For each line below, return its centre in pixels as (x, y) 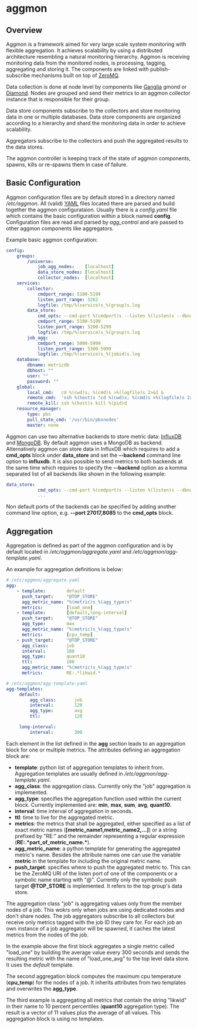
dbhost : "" (40, 371)
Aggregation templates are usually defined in (69, 773)
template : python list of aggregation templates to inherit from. (89, 767)
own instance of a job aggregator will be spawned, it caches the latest (91, 928)
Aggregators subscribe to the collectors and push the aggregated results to (97, 141)
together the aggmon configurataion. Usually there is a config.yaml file (91, 210)
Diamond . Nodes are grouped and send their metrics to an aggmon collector (98, 93)
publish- (160, 69)
